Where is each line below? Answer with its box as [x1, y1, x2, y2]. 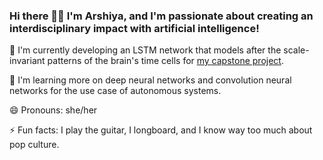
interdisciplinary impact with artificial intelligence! [9, 21, 260, 35]
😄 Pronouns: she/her [9, 104, 98, 116]
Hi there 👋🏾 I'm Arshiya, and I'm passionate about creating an [9, 9, 314, 23]
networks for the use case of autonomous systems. [9, 85, 222, 97]
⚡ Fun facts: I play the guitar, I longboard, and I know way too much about [9, 124, 313, 136]
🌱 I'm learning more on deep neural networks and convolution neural [9, 74, 292, 86]
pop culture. [9, 139, 60, 151]
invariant [9, 55, 46, 67]
